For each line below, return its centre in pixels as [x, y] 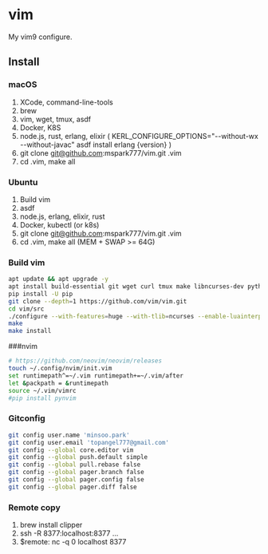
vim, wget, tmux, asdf [55, 119]
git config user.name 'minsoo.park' [69, 435]
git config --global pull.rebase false [75, 465]
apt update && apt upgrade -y [59, 279]
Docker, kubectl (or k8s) [59, 224]
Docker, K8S [40, 127]
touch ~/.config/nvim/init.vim [60, 369]
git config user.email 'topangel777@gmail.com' [89, 442]
